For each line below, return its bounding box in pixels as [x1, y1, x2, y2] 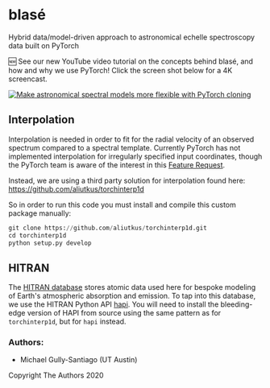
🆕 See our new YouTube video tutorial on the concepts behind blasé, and [8, 56, 254, 66]
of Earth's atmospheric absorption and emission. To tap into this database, [8, 291, 256, 301]
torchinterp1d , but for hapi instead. [8, 316, 127, 327]
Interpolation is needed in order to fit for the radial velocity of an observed [8, 134, 255, 144]
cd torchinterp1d [8, 231, 67, 239]
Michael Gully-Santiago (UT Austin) [19, 355, 138, 365]
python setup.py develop [8, 239, 92, 247]
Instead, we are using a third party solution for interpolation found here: [8, 175, 246, 185]
